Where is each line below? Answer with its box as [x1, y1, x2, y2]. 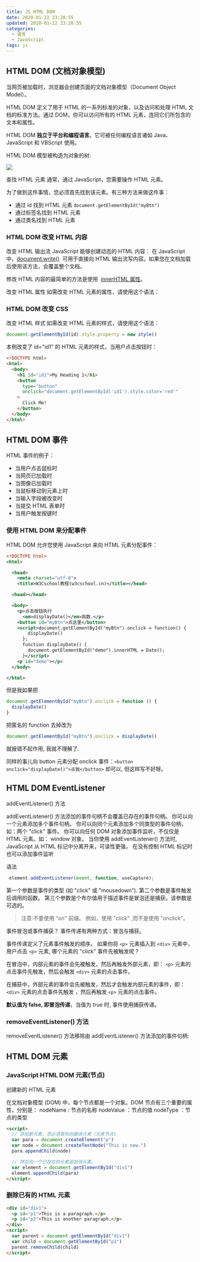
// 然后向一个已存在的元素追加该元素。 [11, 1159, 96, 1165]
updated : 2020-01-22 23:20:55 [6, 20, 82, 26]
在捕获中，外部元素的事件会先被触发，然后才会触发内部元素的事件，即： [6, 980, 185, 988]
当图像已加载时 [14, 479, 52, 487]
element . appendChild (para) [11, 1170, 79, 1176]
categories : [6, 25, 36, 32]
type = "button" [22, 383, 58, 389]
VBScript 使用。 [41, 139, 80, 146]
